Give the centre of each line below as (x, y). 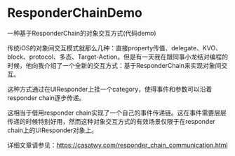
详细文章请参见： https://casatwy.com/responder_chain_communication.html (117, 145)
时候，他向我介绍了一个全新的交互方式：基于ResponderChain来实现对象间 (114, 65)
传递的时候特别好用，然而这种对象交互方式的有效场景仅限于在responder (111, 121)
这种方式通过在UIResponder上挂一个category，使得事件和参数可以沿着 (110, 89)
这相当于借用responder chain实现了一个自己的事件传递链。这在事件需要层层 (117, 113)
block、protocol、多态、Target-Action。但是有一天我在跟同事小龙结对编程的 (117, 57)
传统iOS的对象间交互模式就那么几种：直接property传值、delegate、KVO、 (115, 48)
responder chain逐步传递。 (46, 98)
